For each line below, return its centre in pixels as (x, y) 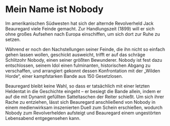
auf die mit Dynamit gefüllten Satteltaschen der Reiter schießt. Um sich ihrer (85, 97)
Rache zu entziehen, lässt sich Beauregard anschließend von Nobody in (80, 102)
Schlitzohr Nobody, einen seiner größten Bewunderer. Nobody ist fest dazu (84, 60)
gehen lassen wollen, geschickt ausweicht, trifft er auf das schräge (75, 55)
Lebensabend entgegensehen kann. (43, 118)
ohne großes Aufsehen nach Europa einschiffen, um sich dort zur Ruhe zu (83, 34)
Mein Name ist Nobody (55, 9)
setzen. (13, 39)
